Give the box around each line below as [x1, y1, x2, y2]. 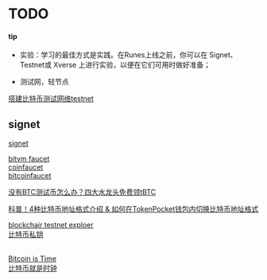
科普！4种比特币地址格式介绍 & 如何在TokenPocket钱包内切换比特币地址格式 [8, 204, 259, 214]
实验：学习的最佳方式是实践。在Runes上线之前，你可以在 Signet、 [19, 50, 238, 60]
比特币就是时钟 [8, 263, 57, 273]
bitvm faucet [8, 154, 50, 164]
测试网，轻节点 [19, 77, 69, 87]
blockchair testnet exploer [8, 220, 94, 230]
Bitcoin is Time [8, 254, 57, 263]
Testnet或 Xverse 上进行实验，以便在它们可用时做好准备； [19, 60, 211, 70]
